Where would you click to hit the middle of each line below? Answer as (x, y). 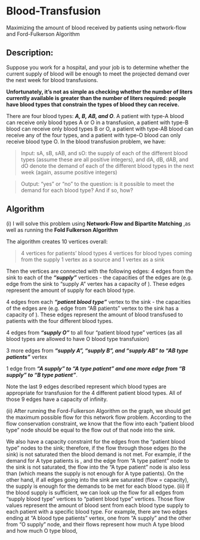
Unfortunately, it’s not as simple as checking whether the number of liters (99, 92)
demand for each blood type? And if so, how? (77, 190)
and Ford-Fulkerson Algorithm (43, 34)
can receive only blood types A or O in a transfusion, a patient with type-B (98, 122)
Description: (30, 53)
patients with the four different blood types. (60, 321)
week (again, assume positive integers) (69, 172)
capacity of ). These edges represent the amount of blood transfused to (95, 314)
